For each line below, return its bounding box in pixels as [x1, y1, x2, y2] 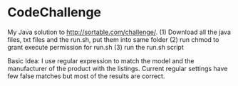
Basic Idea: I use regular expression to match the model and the [7, 56, 195, 65]
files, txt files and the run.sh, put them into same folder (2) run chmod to [7, 35, 219, 43]
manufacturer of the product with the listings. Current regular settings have [7, 64, 228, 72]
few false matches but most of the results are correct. [7, 72, 165, 80]
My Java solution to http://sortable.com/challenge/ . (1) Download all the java [7, 28, 232, 36]
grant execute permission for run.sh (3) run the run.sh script [7, 43, 184, 51]
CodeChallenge [7, 4, 102, 21]
